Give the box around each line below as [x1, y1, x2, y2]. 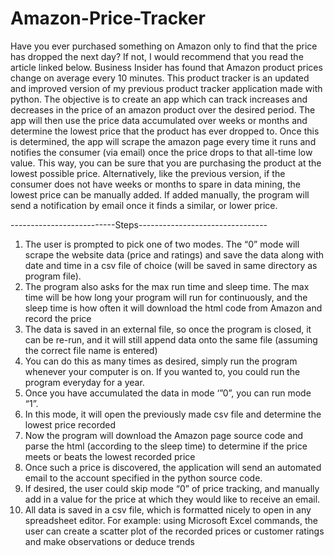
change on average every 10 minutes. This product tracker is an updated [10, 72, 310, 84]
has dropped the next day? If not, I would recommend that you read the [10, 50, 304, 62]
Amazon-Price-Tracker [10, 7, 206, 30]
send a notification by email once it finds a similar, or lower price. [10, 199, 278, 211]
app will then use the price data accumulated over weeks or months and [10, 114, 308, 126]
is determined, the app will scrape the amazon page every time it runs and [10, 135, 317, 147]
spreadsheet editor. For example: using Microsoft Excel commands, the [24, 514, 318, 526]
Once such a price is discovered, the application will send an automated [24, 461, 322, 473]
